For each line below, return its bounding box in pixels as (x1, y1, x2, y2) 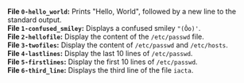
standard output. (7, 15, 62, 25)
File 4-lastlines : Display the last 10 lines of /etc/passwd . (7, 49, 193, 58)
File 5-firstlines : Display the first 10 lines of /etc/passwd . (7, 57, 198, 66)
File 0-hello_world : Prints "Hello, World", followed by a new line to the (7, 7, 236, 16)
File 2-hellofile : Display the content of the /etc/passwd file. (7, 32, 204, 41)
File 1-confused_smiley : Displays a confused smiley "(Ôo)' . (7, 24, 201, 32)
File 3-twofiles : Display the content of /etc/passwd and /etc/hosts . (7, 40, 228, 50)
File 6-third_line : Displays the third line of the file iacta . (7, 66, 194, 74)
